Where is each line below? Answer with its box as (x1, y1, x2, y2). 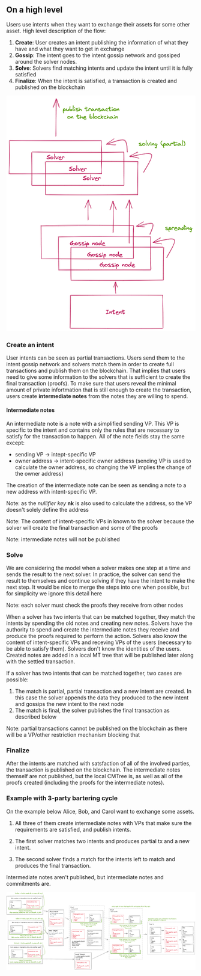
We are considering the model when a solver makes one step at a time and (6, 564, 191, 571)
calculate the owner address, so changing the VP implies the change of (14, 463, 191, 471)
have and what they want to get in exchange (14, 45, 125, 52)
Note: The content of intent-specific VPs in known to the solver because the (6, 517, 194, 525)
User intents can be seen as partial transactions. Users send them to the (6, 354, 185, 361)
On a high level (6, 5, 63, 15)
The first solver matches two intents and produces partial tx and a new (14, 837, 190, 844)
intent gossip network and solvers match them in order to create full (6, 361, 174, 368)
